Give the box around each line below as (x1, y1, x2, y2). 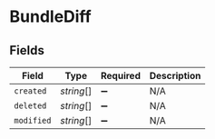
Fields (9, 43, 45, 58)
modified (14, 115, 52, 125)
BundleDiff (9, 6, 93, 27)
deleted (14, 101, 47, 111)
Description (149, 70, 201, 82)
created (14, 86, 47, 96)
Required (101, 70, 141, 82)
